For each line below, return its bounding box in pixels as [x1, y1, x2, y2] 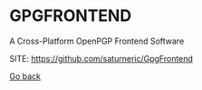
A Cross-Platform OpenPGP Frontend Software [9, 35, 185, 46]
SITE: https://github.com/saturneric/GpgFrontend [9, 53, 193, 64]
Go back [9, 70, 42, 82]
